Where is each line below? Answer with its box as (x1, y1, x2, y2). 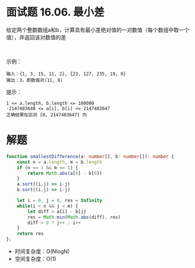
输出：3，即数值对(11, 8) (6, 77, 64, 83)
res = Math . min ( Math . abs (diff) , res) (27, 214, 121, 220)
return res (17, 230, 44, 237)
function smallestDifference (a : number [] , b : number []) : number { (6, 153, 174, 160)
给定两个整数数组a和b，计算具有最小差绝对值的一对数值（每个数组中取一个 (6, 26, 190, 33)
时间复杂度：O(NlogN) (14, 248, 70, 255)
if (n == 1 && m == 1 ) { (17, 164, 78, 170)
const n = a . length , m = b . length (17, 159, 102, 165)
